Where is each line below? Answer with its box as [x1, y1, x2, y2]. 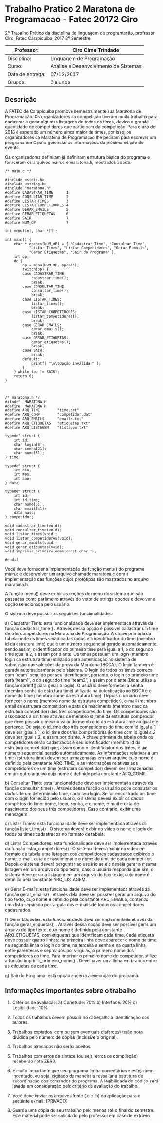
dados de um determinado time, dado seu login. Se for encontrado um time [5, 790, 156, 796]
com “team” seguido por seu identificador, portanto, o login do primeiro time [5, 672, 158, 678]
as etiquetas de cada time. [5, 963, 58, 969]
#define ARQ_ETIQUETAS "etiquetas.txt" [5, 421, 91, 426]
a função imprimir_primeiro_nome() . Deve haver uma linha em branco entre [5, 958, 157, 963]
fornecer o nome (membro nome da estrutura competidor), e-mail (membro [5, 698, 157, 704]
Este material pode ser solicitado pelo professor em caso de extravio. [12, 1112, 152, 1118]
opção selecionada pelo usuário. [5, 601, 71, 607]
